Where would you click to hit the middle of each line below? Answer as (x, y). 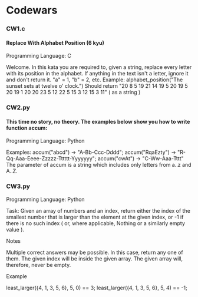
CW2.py (18, 108)
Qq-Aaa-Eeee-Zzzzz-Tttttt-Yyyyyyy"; (51, 159)
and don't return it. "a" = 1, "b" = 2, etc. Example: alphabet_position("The (95, 80)
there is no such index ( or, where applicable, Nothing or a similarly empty (96, 223)
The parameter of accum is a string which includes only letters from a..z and (99, 165)
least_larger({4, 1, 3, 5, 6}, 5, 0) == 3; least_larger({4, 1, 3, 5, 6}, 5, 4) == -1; (97, 288)
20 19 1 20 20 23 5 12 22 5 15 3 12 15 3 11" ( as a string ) (73, 93)
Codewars (32, 10)
